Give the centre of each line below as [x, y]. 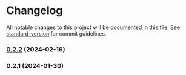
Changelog [35, 11]
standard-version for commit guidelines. [56, 33]
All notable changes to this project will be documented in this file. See [93, 27]
